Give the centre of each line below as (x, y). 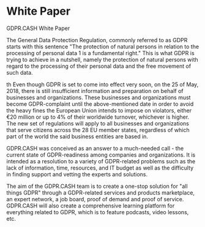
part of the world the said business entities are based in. (77, 136)
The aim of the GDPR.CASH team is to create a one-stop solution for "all (97, 186)
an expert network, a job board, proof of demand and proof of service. (95, 199)
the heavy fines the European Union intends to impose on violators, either (99, 110)
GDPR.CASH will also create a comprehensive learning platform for (91, 206)
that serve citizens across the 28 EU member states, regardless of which (98, 130)
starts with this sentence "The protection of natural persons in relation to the (103, 47)
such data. (20, 72)
